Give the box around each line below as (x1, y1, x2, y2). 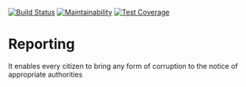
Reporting (8, 36, 75, 53)
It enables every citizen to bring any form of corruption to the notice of (8, 61, 239, 70)
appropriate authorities (8, 70, 83, 79)
